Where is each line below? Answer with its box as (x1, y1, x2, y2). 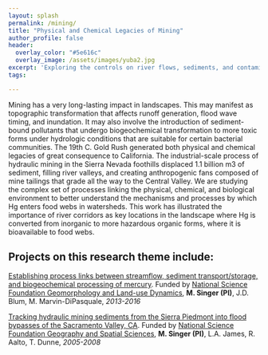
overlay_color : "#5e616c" (15, 49, 102, 57)
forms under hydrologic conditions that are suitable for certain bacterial (8, 133, 243, 144)
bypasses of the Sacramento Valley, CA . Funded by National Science (8, 321, 235, 330)
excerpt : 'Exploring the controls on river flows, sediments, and (8, 64, 234, 72)
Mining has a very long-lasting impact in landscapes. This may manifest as (8, 100, 254, 109)
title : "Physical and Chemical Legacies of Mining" (8, 26, 183, 34)
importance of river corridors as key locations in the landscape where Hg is (8, 210, 256, 219)
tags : (8, 71, 26, 79)
